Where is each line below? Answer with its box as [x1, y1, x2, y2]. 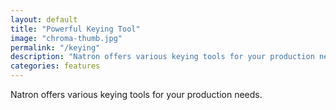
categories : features [10, 61, 101, 71]
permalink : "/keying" [10, 42, 101, 53]
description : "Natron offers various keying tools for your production [10, 52, 315, 62]
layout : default [10, 14, 78, 25]
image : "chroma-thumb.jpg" [10, 33, 123, 43]
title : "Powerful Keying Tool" [10, 24, 141, 34]
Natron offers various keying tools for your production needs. [10, 89, 263, 100]
